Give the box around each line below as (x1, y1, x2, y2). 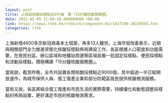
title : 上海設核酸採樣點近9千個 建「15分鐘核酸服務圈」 (5, 12, 110, 17)
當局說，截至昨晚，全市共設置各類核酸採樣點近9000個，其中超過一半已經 (5, 69, 156, 75)
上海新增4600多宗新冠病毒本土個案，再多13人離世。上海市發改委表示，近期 (5, 40, 161, 46)
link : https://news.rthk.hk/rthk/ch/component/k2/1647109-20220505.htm (5, 21, 157, 26)
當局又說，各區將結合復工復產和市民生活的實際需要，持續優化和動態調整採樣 (5, 86, 163, 92)
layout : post (5, 7, 32, 12)
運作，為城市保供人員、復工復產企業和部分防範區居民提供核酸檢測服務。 (9, 76, 158, 82)
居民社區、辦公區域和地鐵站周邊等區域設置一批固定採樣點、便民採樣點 (18, 53, 163, 59)
